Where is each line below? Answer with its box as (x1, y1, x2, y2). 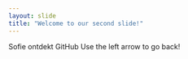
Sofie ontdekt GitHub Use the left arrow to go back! (8, 41, 181, 51)
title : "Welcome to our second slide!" (8, 19, 144, 27)
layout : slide (8, 11, 57, 20)
